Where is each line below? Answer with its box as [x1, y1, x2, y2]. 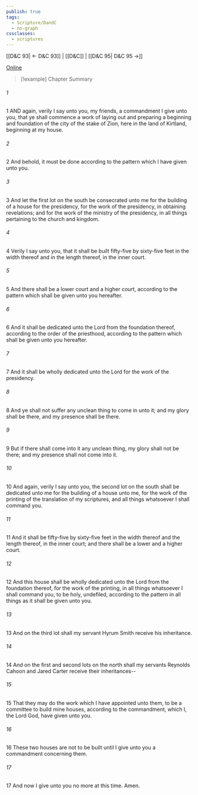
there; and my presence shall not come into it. [6, 451, 118, 458]
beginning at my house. [6, 126, 64, 133]
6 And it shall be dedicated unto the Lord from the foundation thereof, [6, 324, 176, 331]
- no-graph [11, 25, 38, 31]
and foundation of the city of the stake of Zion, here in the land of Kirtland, [6, 120, 187, 127]
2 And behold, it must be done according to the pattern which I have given [6, 158, 187, 165]
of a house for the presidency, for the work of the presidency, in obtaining [6, 203, 186, 210]
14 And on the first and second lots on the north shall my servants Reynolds [6, 661, 190, 668]
